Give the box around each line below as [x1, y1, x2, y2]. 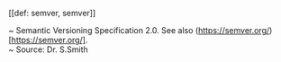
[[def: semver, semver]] [8, 8, 96, 18]
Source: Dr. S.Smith [15, 44, 89, 55]
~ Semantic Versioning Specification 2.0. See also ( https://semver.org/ [8, 25, 270, 35]
